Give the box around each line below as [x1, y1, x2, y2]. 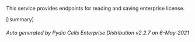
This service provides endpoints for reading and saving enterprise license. [6, 5, 185, 12]
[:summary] [6, 16, 34, 22]
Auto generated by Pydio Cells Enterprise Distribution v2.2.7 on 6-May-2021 [6, 29, 190, 36]
